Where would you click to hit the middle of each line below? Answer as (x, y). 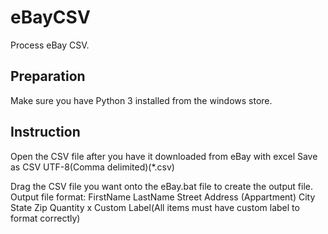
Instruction (45, 132)
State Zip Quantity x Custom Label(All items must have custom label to (155, 207)
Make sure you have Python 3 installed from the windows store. (141, 100)
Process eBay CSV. (50, 45)
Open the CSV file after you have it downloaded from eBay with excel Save (164, 156)
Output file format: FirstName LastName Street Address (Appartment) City (163, 197)
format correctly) (45, 218)
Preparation (48, 76)
